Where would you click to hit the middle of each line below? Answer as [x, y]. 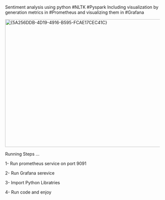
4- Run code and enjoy [28, 192]
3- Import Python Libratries [33, 183]
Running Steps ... [22, 154]
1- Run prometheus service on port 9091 [46, 164]
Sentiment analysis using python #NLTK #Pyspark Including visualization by [82, 7]
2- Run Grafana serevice [30, 173]
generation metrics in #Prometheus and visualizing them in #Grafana [75, 12]
